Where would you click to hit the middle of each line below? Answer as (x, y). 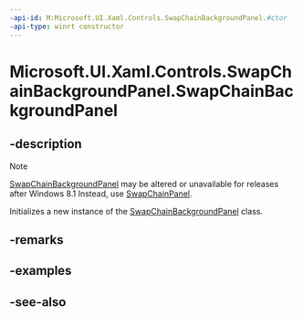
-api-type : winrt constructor (67, 26)
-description (46, 144)
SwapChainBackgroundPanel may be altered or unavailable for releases (144, 184)
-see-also (38, 302)
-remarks (37, 240)
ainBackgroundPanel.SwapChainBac (151, 91)
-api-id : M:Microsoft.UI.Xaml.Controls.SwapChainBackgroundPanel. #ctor (148, 18)
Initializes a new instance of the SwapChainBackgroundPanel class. (136, 211)
